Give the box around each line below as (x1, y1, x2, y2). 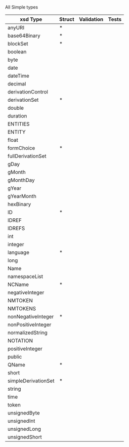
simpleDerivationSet (7, 377, 55, 384)
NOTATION (7, 337, 33, 344)
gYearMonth (7, 193, 37, 200)
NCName (7, 281, 29, 288)
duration (7, 113, 27, 119)
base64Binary (7, 32, 41, 39)
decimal (7, 81, 26, 87)
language (7, 249, 30, 256)
